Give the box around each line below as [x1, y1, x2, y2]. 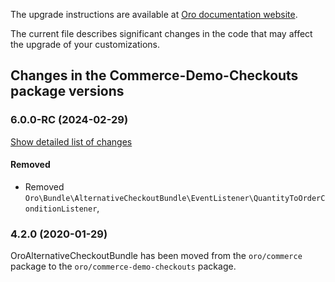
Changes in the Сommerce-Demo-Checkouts [10, 67, 299, 84]
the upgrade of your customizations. [10, 39, 160, 50]
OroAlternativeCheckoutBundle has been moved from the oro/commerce [10, 250, 303, 262]
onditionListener [24, 204, 98, 214]
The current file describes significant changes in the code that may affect [10, 28, 313, 39]
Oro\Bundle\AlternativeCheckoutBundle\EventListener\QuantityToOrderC [24, 193, 326, 203]
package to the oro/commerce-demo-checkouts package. [10, 260, 237, 273]
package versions [10, 83, 125, 100]
